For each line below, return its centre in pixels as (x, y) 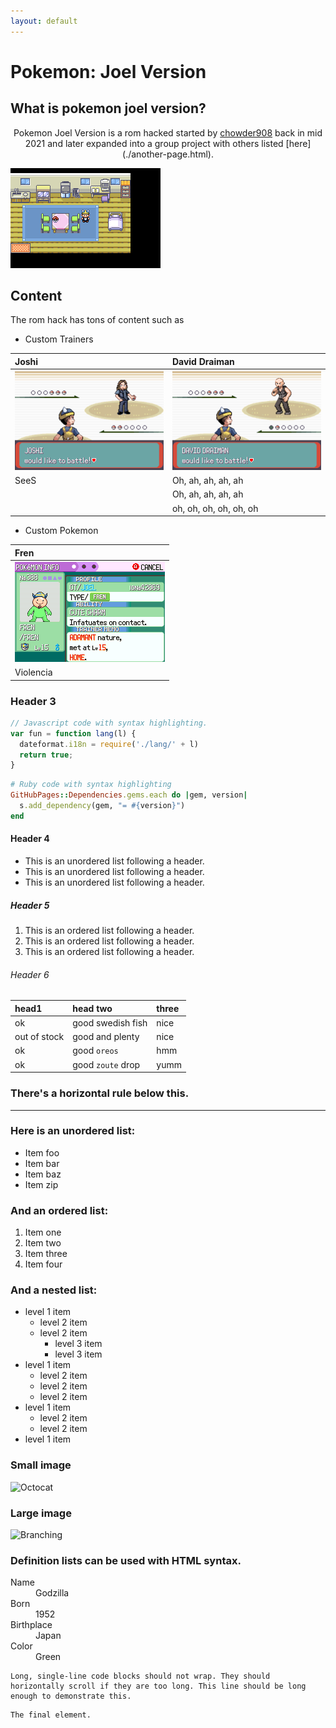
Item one (43, 1232)
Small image (41, 1465)
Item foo (42, 1152)
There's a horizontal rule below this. (100, 1093)
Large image (41, 1513)
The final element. (51, 1715)
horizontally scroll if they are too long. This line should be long (158, 1686)
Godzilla (52, 1593)
